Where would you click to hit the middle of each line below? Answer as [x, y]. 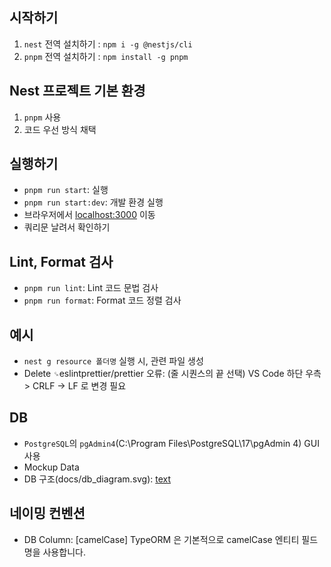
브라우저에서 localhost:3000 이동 [89, 215]
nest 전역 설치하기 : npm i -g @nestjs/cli [108, 44]
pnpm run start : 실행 [66, 190]
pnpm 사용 [42, 117]
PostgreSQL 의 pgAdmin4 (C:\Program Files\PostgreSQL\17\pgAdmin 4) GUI [171, 443]
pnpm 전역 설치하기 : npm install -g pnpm [106, 56]
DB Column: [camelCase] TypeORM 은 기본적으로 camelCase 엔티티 [161, 539]
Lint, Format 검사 [61, 261]
